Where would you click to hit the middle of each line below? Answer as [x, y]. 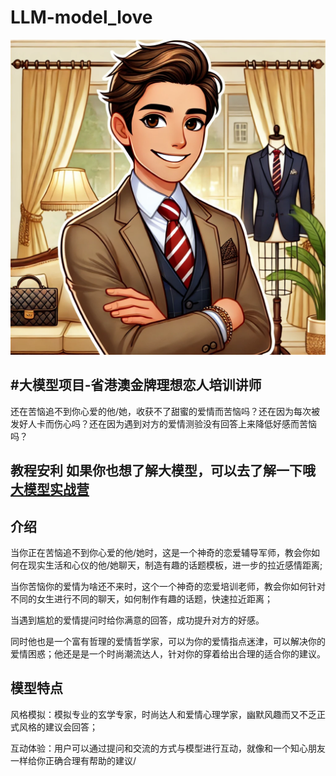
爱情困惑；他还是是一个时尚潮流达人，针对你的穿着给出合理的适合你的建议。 [168, 653]
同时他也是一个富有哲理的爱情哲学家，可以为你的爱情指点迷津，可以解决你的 [168, 641]
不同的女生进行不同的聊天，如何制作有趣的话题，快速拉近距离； [141, 598]
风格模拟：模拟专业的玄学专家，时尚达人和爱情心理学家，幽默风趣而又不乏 [163, 714]
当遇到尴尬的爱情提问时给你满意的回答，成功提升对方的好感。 [137, 620]
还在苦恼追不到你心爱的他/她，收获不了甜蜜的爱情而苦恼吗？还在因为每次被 [165, 411]
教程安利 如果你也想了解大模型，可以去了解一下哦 [163, 471]
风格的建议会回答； [58, 727]
